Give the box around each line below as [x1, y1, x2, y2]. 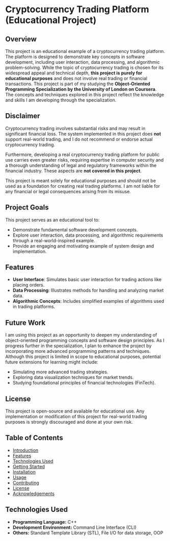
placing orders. [12, 282, 45, 288]
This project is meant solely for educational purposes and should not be [5, 177, 156, 184]
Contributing [12, 479, 39, 485]
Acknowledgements [12, 491, 55, 497]
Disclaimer [5, 112, 40, 120]
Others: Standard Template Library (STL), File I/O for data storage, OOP [12, 529, 164, 536]
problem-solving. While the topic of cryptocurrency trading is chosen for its [5, 65, 164, 70]
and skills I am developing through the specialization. [5, 97, 117, 103]
